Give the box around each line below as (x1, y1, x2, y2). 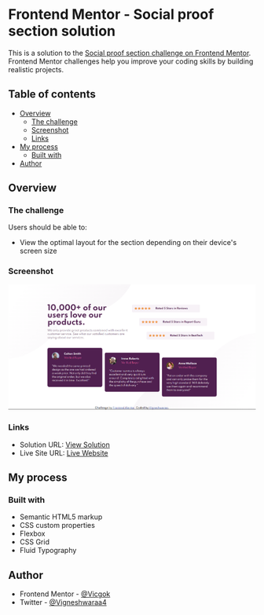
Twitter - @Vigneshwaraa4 (19, 598, 108, 607)
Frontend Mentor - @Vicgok (19, 589, 111, 599)
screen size (19, 246, 57, 256)
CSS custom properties (19, 521, 96, 530)
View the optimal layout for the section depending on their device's (19, 238, 237, 247)
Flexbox (19, 529, 46, 539)
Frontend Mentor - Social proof (8, 5, 214, 24)
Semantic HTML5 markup (19, 512, 103, 522)
